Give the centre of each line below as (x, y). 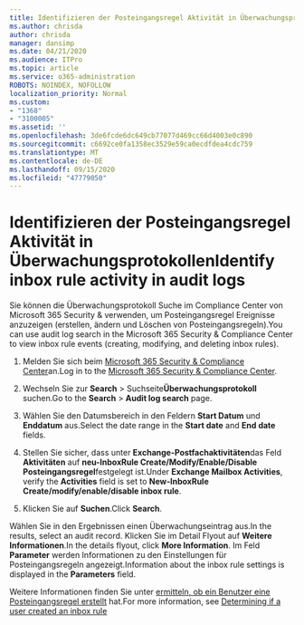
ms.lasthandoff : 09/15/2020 (62, 169)
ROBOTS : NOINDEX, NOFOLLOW (60, 85)
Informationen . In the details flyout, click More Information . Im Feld (135, 545)
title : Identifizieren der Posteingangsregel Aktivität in (123, 18)
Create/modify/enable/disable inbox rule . (102, 491)
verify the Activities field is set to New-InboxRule (116, 482)
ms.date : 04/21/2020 (48, 52)
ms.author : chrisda (46, 26)
